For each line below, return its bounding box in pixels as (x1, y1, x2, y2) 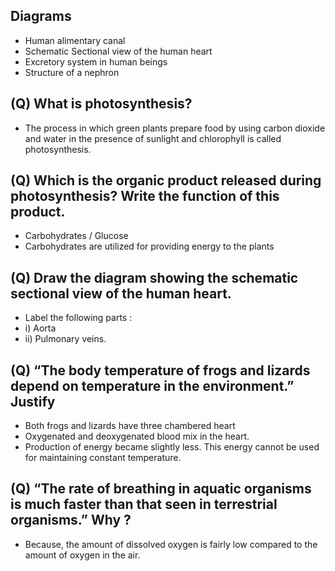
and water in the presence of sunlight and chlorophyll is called (24, 132, 282, 144)
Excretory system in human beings (24, 55, 168, 68)
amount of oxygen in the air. (24, 549, 141, 561)
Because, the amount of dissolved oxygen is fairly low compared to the (24, 538, 318, 550)
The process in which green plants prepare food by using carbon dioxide (24, 122, 326, 134)
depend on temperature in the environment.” (10, 377, 295, 394)
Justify (10, 393, 56, 410)
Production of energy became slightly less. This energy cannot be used (24, 441, 320, 453)
